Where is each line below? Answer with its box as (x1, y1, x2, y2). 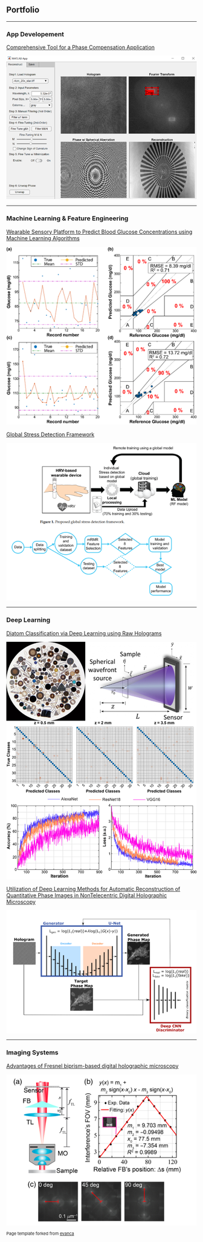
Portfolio (6, 5, 40, 15)
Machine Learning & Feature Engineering (6, 214, 129, 223)
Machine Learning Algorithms (6, 234, 80, 241)
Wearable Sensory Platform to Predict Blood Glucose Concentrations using (6, 228, 193, 235)
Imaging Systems (6, 1048, 59, 1057)
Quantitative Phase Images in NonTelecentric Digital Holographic (6, 892, 167, 899)
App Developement (6, 30, 65, 38)
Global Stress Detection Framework (6, 431, 95, 438)
